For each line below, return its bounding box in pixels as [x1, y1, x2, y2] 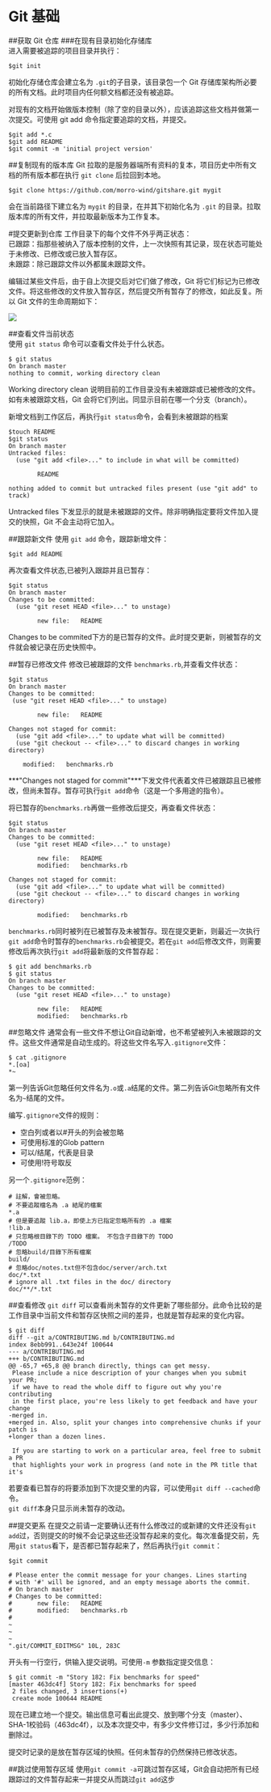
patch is [8, 1425, 38, 1434]
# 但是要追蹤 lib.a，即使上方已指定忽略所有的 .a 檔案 [8, 1216, 172, 1225]
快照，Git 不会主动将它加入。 [22, 517, 119, 526]
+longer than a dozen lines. [8, 1432, 106, 1440]
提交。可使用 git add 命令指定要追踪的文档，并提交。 [15, 114, 191, 124]
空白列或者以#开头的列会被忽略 [19, 1127, 124, 1137]
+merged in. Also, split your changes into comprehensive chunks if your [8, 1418, 262, 1426]
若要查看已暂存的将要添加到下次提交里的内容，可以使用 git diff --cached [8, 1483, 254, 1493]
